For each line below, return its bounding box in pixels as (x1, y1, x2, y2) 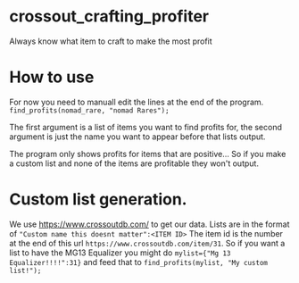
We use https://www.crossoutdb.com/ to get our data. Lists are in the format (9, 219, 290, 229)
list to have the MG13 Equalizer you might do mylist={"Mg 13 (9, 247, 231, 258)
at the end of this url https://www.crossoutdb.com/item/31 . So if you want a (9, 237, 286, 248)
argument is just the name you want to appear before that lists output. (9, 131, 266, 142)
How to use (9, 67, 95, 87)
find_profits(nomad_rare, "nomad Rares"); (9, 105, 170, 115)
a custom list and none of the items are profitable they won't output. (9, 158, 259, 169)
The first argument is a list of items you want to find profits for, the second (9, 121, 283, 132)
